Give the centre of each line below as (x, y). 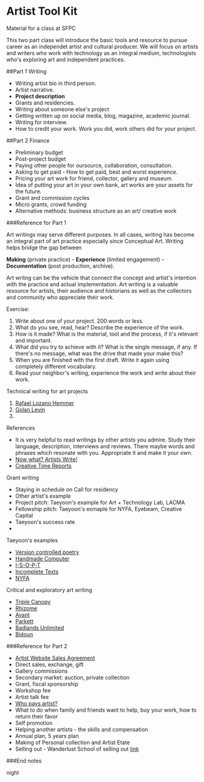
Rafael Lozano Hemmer (44, 403)
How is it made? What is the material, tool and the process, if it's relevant (107, 334)
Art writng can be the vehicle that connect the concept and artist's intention (101, 278)
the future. (28, 191)
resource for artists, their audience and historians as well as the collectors (99, 290)
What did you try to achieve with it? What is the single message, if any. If (106, 347)
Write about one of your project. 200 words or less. (79, 321)
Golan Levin (30, 409)
